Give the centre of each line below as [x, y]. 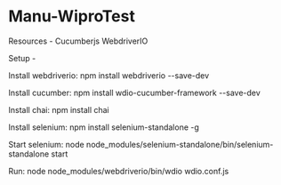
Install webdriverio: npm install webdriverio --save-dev [109, 75]
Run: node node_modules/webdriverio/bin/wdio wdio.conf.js [119, 171]
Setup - [22, 58]
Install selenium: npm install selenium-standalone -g [104, 127]
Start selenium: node [47, 144]
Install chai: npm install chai [59, 109]
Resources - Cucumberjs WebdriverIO [78, 41]
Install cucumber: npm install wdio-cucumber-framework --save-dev [135, 92]
